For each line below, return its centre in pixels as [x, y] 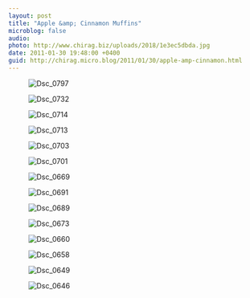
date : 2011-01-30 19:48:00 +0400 [64, 53]
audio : [19, 38]
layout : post [30, 16]
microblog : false [37, 31]
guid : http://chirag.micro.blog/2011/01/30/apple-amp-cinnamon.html [125, 61]
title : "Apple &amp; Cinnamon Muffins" [75, 23]
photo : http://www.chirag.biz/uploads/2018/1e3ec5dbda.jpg [109, 46]
